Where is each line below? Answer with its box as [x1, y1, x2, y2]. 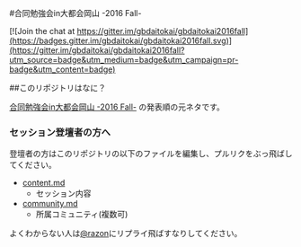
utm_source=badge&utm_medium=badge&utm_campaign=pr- [9, 55, 239, 65]
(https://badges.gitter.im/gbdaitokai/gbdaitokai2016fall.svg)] [9, 35, 232, 46]
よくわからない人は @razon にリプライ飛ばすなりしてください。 [9, 228, 243, 239]
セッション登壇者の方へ [9, 126, 111, 138]
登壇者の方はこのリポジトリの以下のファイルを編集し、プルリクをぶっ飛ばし [9, 148, 293, 159]
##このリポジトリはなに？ [9, 83, 106, 93]
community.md [22, 198, 78, 209]
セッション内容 [35, 188, 92, 199]
